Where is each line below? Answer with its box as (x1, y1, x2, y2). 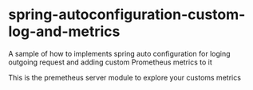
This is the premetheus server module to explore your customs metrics (8, 72, 242, 82)
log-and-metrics (8, 22, 121, 41)
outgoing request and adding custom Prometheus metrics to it (8, 57, 213, 67)
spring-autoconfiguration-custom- (8, 6, 246, 24)
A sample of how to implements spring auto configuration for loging (8, 49, 231, 58)
